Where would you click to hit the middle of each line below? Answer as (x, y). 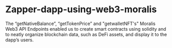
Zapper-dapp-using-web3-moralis (81, 9)
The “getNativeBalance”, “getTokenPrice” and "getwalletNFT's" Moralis (80, 23)
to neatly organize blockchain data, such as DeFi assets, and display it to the (86, 34)
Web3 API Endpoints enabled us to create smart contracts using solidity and (86, 29)
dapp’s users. (20, 40)
